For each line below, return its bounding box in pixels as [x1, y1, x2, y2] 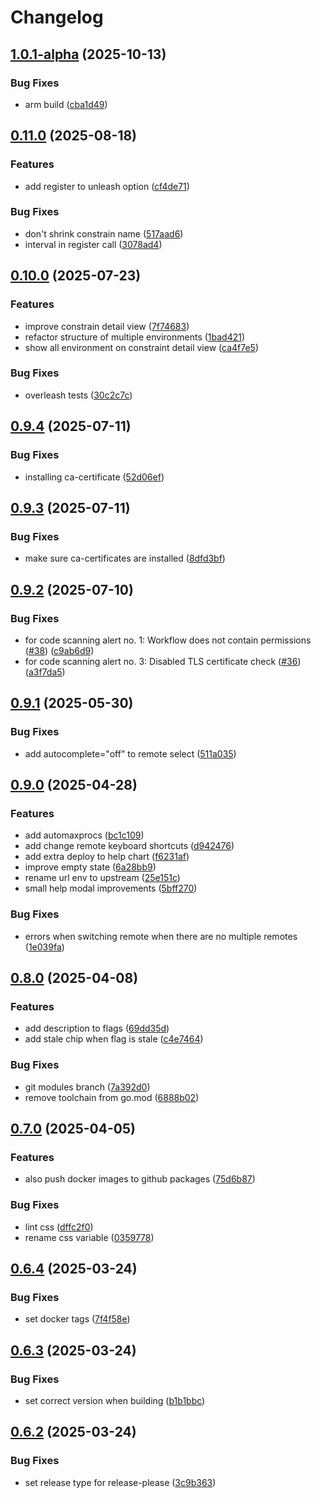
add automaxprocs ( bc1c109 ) [24, 829, 145, 841]
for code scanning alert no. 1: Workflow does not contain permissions [24, 634, 312, 646]
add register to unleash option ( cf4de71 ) [24, 180, 190, 192]
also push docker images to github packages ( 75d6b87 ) [24, 1173, 256, 1185]
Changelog [10, 6, 104, 29]
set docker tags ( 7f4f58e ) [24, 1313, 131, 1325]
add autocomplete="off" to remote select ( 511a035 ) [24, 747, 237, 760]
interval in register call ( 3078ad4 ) [24, 238, 163, 250]
